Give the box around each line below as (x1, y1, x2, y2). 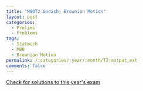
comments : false (6, 62, 46, 69)
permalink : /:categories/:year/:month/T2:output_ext (6, 57, 138, 63)
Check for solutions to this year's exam (6, 79, 101, 86)
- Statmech (11, 41, 38, 47)
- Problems (11, 30, 38, 36)
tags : (6, 36, 19, 41)
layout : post (6, 14, 38, 20)
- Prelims (11, 24, 35, 31)
